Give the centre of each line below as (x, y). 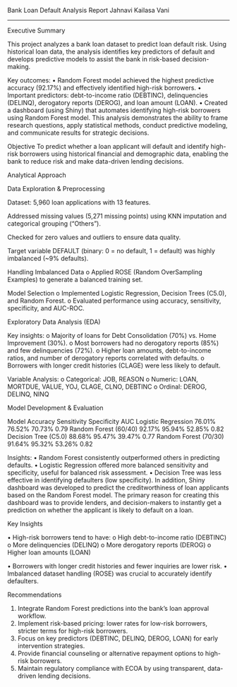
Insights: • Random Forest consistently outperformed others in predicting (114, 457)
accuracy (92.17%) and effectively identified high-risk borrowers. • (104, 88)
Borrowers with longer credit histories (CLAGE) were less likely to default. (114, 365)
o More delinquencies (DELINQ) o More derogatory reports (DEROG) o (109, 545)
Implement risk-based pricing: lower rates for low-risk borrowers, (113, 623)
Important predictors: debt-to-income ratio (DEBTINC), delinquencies (108, 95)
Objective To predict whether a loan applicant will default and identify (108, 146)
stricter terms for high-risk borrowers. (73, 631)
